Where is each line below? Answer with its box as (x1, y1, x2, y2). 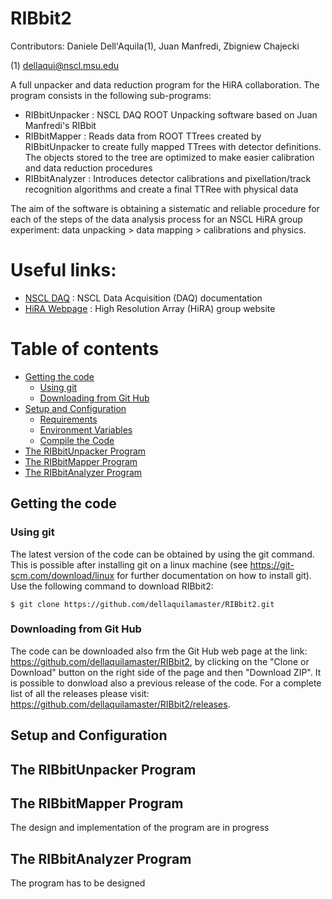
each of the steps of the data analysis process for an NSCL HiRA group (10, 213, 303, 225)
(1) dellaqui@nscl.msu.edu (10, 59, 120, 71)
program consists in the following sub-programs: (10, 89, 212, 101)
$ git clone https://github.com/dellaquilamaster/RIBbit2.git (10, 599, 275, 609)
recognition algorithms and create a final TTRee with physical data (24, 183, 299, 195)
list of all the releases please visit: (10, 687, 150, 699)
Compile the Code (39, 434, 115, 446)
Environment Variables (39, 423, 133, 436)
